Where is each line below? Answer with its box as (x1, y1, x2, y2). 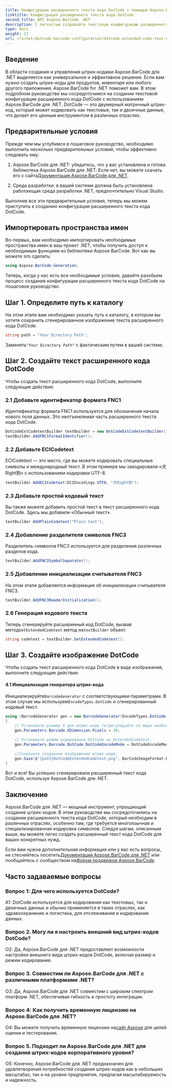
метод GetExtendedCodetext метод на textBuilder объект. (5, 626, 127, 633)
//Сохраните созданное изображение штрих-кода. (14, 751, 118, 756)
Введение (5, 55, 39, 64)
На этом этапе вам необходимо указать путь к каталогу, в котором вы (5, 312, 161, 318)
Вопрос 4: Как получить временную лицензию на (5, 1006, 137, 1013)
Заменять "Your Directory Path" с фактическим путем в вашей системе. (5, 342, 164, 348)
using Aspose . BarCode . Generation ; (5, 263, 79, 268)
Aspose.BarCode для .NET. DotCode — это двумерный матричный (5, 101, 149, 108)
